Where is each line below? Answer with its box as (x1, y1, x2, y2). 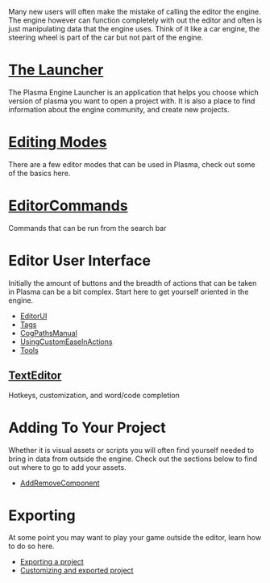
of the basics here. (8, 168, 71, 178)
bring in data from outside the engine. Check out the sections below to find (8, 454, 258, 463)
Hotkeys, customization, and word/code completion (8, 390, 180, 400)
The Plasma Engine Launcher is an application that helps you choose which (8, 87, 260, 97)
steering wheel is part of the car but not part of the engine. (8, 32, 204, 42)
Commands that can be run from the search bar (8, 223, 167, 233)
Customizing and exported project (19, 565, 134, 576)
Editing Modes (8, 133, 107, 152)
